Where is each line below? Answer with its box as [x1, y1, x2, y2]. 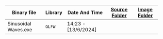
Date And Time [67, 9, 103, 16]
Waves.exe [7, 26, 33, 33]
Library [45, 9, 63, 16]
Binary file [12, 9, 36, 16]
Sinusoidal [7, 20, 32, 27]
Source [111, 6, 128, 13]
